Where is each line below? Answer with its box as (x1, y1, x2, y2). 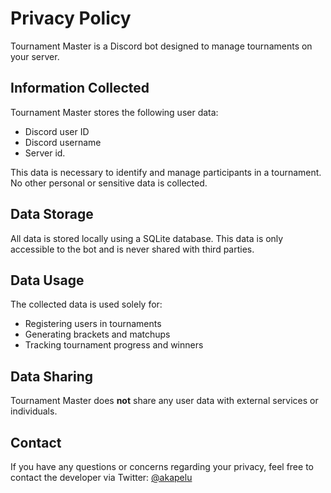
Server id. (24, 147, 66, 159)
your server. (10, 50, 60, 62)
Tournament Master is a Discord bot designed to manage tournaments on (10, 40, 313, 52)
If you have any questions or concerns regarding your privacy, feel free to (10, 461, 314, 472)
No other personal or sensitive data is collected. (10, 177, 208, 189)
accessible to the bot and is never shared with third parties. (10, 243, 255, 255)
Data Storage (10, 206, 94, 223)
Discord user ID (24, 125, 90, 137)
